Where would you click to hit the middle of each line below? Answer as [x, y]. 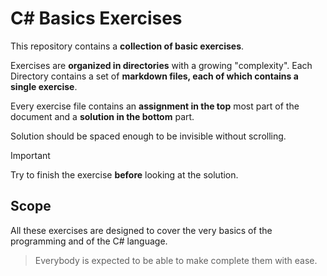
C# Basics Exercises [96, 18]
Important [30, 155]
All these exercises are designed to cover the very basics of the [141, 230]
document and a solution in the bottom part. [102, 116]
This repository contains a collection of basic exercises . [127, 46]
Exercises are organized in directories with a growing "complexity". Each [161, 65]
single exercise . [44, 86]
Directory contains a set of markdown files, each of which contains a [154, 76]
